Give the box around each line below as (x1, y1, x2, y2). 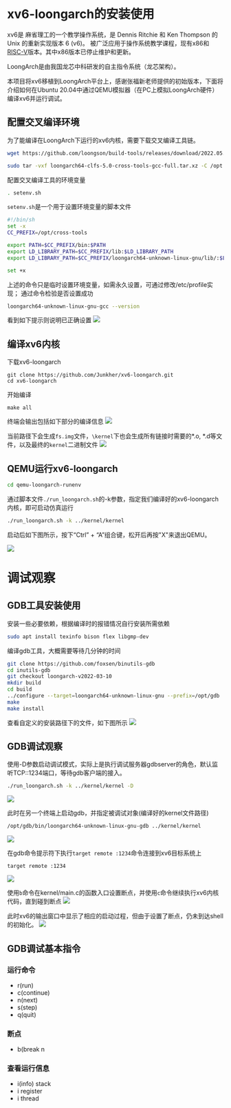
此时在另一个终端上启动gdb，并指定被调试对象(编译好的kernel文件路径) (7, 809, 209, 818)
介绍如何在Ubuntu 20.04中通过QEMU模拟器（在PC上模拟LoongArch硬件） (7, 86, 219, 94)
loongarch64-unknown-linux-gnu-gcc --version (7, 303, 140, 310)
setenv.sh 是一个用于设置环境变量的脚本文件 (7, 203, 132, 211)
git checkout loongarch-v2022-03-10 (7, 673, 112, 680)
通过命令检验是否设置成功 (20, 289, 93, 297)
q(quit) (16, 1010, 36, 1018)
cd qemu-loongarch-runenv (7, 482, 81, 488)
